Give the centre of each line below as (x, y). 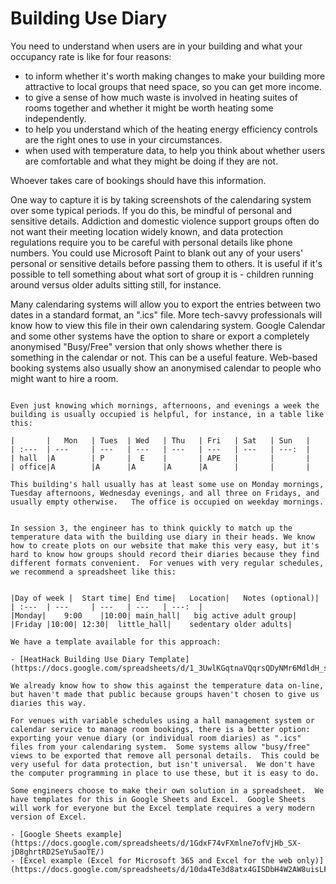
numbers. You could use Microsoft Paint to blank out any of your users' (157, 253)
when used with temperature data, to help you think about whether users (175, 150)
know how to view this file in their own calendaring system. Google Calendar (168, 325)
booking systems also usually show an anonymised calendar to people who (166, 368)
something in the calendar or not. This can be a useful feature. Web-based (164, 357)
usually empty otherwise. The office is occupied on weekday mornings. (167, 502)
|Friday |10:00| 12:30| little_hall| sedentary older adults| (151, 624)
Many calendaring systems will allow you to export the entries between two (166, 304)
